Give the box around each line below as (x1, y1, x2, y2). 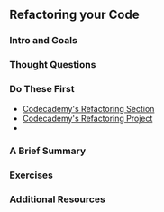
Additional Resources (9, 193, 105, 206)
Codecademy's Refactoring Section (22, 103, 155, 114)
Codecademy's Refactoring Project (22, 113, 153, 124)
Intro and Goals (9, 34, 78, 47)
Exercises (9, 169, 54, 181)
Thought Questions (9, 59, 96, 71)
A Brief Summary (9, 144, 87, 157)
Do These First (9, 83, 75, 96)
